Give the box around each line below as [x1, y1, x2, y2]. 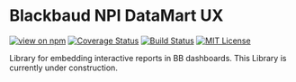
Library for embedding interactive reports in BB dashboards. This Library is [9, 52, 287, 63]
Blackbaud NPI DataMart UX [9, 5, 224, 26]
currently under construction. [9, 62, 119, 73]
